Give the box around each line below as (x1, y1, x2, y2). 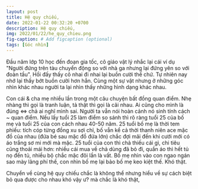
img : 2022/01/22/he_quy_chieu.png (6, 31, 92, 37)
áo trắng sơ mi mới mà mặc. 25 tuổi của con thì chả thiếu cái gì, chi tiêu (6, 139, 180, 146)
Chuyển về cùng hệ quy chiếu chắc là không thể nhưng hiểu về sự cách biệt (6, 169, 192, 177)
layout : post (6, 8, 39, 15)
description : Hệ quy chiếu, (6, 25, 76, 31)
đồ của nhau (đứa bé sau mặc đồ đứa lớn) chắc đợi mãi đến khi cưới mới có (6, 133, 190, 140)
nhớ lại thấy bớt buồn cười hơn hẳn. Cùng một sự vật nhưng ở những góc (6, 77, 184, 84)
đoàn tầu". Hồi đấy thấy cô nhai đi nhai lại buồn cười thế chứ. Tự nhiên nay (6, 71, 188, 78)
